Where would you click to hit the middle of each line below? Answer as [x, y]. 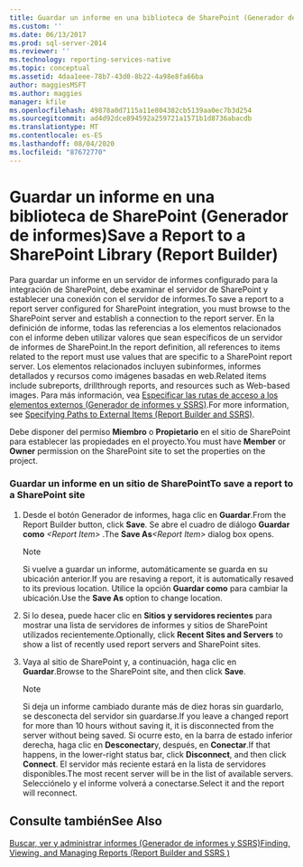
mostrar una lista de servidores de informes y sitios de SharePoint [145, 625]
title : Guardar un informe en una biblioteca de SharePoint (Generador [147, 18]
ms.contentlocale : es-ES [56, 136]
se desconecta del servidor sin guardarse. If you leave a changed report [156, 716]
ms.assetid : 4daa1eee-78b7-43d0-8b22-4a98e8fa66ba [106, 77]
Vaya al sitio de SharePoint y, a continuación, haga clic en [129, 662]
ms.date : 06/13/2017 [48, 34]
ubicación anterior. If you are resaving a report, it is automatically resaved [158, 579]
